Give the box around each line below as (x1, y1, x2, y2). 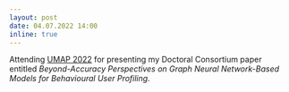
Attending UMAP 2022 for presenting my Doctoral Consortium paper (9, 54, 262, 65)
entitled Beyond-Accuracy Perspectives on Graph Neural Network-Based (9, 63, 280, 74)
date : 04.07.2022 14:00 (9, 21, 98, 30)
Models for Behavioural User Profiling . (9, 73, 150, 84)
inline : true (9, 29, 58, 38)
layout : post (9, 13, 58, 22)
